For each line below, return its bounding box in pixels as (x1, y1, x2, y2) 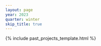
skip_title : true (5, 21, 42, 27)
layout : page (5, 7, 33, 13)
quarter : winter (5, 17, 40, 22)
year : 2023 (5, 12, 29, 17)
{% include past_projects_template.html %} (5, 35, 96, 41)
